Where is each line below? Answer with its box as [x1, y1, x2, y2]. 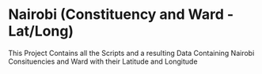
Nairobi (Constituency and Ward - [8, 6, 234, 24]
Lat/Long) [8, 22, 74, 40]
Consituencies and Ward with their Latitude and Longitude [8, 57, 198, 66]
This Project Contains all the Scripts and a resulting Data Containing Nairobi [8, 48, 255, 57]
